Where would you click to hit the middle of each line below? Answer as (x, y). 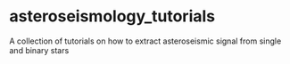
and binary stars (39, 50)
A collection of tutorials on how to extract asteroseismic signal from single (145, 41)
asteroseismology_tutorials (112, 16)
